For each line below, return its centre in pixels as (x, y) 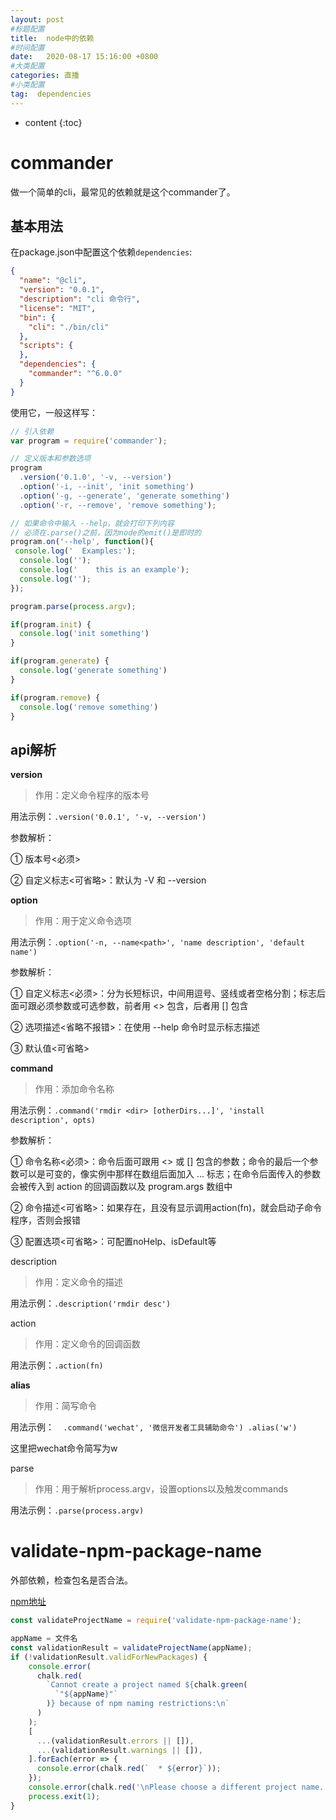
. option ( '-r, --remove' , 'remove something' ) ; (118, 505)
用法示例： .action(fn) (57, 1365)
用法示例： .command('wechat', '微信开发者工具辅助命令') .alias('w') (154, 1427)
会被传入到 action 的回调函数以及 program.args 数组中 (121, 1187)
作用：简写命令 (65, 1406)
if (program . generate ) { (60, 661)
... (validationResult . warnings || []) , (119, 1750)
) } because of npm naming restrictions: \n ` (138, 1704)
